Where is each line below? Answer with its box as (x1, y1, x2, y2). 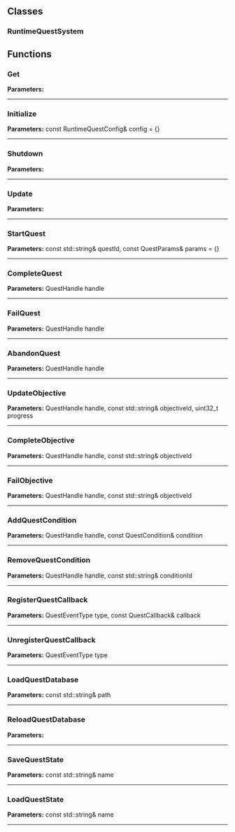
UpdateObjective (7, 388, 66, 398)
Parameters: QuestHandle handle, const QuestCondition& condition (7, 531, 203, 540)
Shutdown (7, 149, 43, 159)
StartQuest (7, 229, 46, 238)
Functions (7, 48, 52, 60)
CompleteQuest (7, 268, 62, 278)
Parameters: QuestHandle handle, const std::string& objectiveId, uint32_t (7, 404, 219, 413)
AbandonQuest (7, 348, 61, 358)
